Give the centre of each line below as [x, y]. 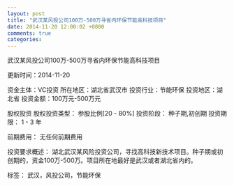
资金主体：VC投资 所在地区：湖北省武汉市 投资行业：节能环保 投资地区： [112, 90]
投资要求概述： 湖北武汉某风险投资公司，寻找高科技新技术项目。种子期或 [112, 152]
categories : [24, 40]
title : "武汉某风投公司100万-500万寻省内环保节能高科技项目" [87, 20]
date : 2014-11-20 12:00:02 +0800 [56, 26]
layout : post [26, 14]
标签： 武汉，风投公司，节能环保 [54, 176]
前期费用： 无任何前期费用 [45, 137]
